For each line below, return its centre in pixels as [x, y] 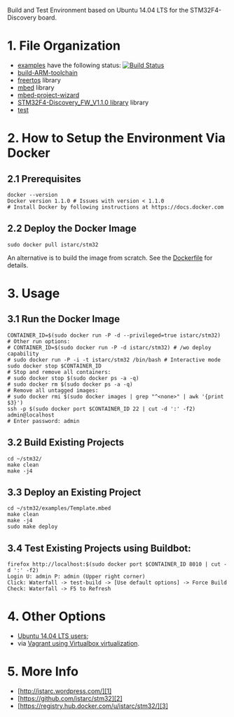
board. [48, 18]
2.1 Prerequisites [44, 179]
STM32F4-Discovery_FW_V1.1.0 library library [83, 102]
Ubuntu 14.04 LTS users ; [53, 636]
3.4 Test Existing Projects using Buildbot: [99, 548]
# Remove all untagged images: [53, 390]
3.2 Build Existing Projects [66, 443]
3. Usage [34, 293]
